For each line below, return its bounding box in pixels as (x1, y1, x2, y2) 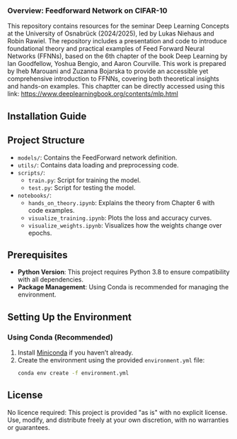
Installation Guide (7, 110, 87, 122)
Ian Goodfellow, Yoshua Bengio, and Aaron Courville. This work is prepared (7, 60, 226, 68)
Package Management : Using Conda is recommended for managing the (17, 283, 229, 291)
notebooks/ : (17, 191, 52, 199)
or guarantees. (7, 423, 50, 431)
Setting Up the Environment (7, 311, 132, 323)
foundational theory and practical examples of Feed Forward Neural (7, 45, 205, 53)
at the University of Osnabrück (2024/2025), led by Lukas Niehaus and (7, 29, 214, 38)
